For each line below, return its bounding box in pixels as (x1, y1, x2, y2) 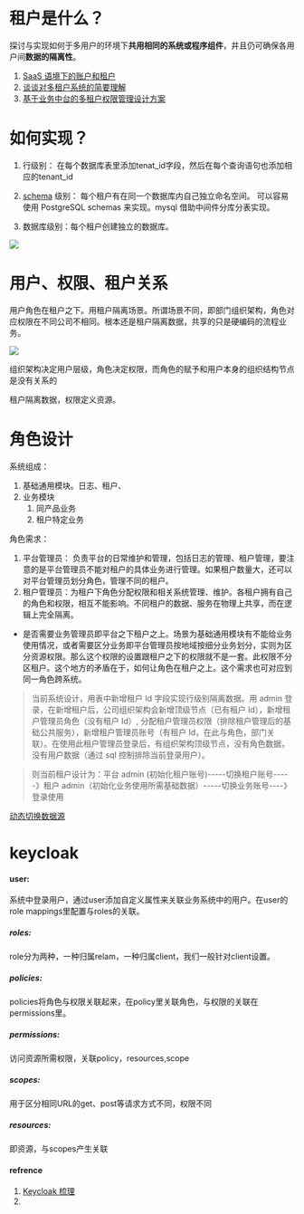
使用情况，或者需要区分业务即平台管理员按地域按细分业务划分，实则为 (22, 639, 285, 650)
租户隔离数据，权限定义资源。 (9, 394, 120, 405)
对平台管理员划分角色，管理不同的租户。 (22, 575, 174, 586)
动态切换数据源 (9, 810, 65, 821)
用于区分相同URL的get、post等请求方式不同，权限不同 (9, 1098, 213, 1109)
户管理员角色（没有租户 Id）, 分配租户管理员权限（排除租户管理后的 (31, 715, 284, 726)
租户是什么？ (9, 8, 106, 29)
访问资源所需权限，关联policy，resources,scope (9, 1053, 190, 1064)
